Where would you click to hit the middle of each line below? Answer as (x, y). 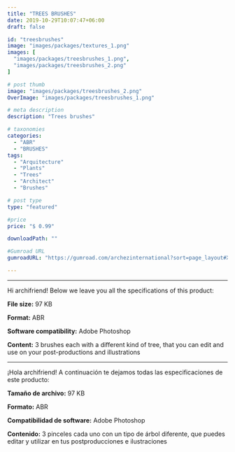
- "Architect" (34, 182)
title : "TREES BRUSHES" (42, 14)
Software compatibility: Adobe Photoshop (69, 331)
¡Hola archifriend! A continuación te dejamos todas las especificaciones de (115, 372)
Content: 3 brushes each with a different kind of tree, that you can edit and (115, 344)
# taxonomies (26, 129)
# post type (24, 200)
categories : (24, 136)
